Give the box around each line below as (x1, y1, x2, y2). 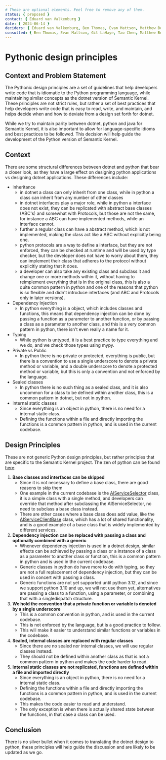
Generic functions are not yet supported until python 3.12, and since (19, 579, 158, 585)
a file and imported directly (12, 669, 69, 675)
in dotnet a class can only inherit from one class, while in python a (19, 189, 155, 195)
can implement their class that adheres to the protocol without (19, 257, 147, 263)
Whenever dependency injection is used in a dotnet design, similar (19, 543, 156, 549)
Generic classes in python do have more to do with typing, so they (19, 564, 155, 570)
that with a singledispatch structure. (19, 595, 93, 601)
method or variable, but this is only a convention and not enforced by (19, 368, 161, 375)
